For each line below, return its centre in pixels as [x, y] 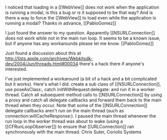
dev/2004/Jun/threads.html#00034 [42, 64]
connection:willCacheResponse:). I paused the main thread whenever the [81, 116]
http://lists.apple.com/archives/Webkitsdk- [49, 58]
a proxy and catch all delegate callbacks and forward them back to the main [83, 100]
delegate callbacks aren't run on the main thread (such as [64, 110]
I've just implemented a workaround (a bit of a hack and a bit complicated [81, 79]
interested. [16, 69]
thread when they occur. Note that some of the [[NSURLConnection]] [76, 105]
